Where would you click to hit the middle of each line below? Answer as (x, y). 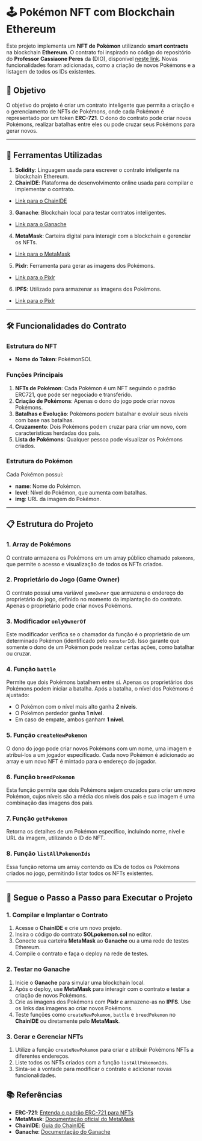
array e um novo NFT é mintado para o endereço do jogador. (81, 761)
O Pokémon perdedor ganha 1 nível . (59, 713)
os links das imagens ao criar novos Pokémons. (74, 1008)
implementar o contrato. (45, 189)
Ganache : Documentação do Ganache (63, 1131)
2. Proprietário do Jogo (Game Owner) (63, 580)
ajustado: (18, 695)
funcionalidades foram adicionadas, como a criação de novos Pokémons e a (101, 65)
